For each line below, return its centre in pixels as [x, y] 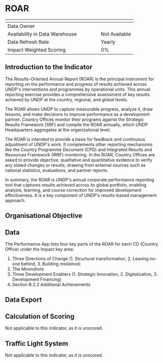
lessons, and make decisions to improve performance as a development [77, 114]
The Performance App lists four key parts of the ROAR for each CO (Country [82, 244]
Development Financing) [37, 279]
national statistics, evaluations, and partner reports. [57, 170]
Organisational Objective [44, 216]
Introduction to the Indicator [49, 67]
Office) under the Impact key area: [40, 249]
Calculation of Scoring [40, 316]
